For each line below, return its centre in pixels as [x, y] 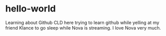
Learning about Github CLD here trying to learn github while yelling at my [82, 22]
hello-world [31, 9]
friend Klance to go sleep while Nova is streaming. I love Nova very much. [83, 27]
